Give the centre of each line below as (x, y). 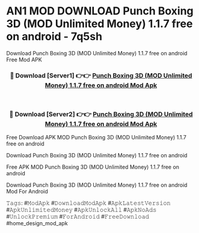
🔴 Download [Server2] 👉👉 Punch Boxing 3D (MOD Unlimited (101, 114)
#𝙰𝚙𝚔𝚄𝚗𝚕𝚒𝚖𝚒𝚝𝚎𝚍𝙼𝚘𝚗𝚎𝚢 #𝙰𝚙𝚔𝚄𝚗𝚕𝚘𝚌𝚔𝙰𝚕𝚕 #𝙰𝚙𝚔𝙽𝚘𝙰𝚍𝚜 (81, 210)
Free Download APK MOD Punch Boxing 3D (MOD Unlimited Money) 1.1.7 (96, 137)
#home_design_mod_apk (37, 223)
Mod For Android (27, 191)
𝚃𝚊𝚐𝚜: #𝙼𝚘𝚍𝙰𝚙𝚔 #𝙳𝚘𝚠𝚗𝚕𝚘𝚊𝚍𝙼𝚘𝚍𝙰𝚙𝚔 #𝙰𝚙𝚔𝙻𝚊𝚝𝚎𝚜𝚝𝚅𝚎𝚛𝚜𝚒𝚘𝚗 (89, 203)
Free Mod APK (24, 59)
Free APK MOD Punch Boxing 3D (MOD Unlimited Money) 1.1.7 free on (93, 167)
